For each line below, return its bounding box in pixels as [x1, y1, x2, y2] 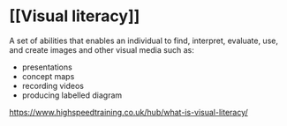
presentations [21, 62, 72, 72]
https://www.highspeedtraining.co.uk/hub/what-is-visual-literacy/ [9, 107, 249, 117]
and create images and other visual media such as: [9, 44, 194, 55]
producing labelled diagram [21, 90, 123, 100]
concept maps [21, 70, 75, 81]
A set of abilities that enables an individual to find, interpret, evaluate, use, [9, 35, 278, 46]
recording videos [21, 80, 84, 91]
